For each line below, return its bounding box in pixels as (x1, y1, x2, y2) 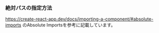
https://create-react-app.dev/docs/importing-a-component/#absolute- (5, 16, 154, 22)
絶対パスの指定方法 (5, 4, 52, 11)
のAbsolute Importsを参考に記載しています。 (22, 22, 116, 28)
